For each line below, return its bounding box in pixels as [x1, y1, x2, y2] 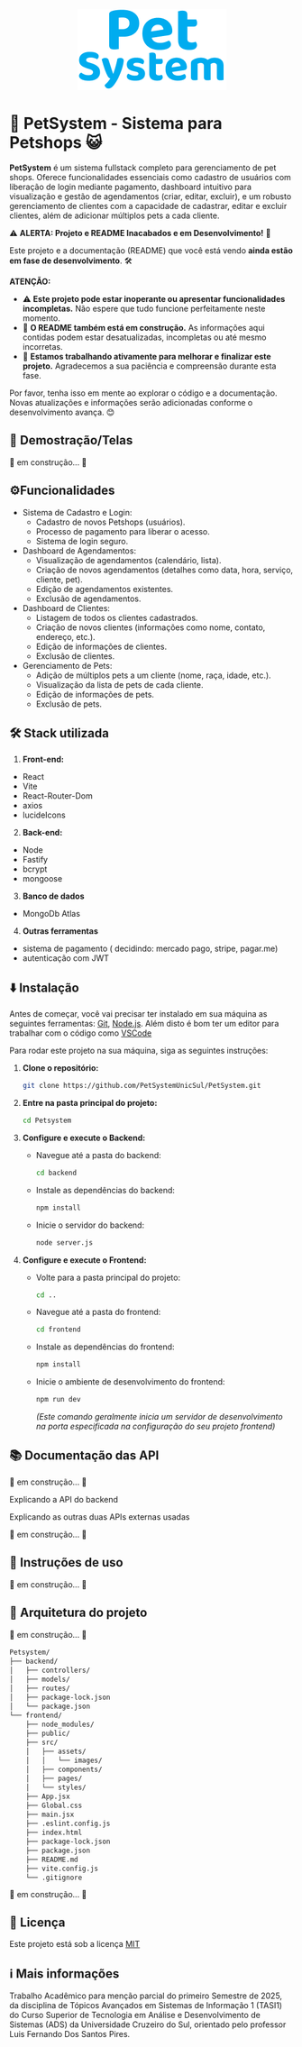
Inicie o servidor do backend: [35, 1220, 145, 1230]
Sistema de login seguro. [35, 535, 129, 546]
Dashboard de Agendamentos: [22, 545, 137, 556]
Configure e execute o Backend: [22, 1132, 146, 1143]
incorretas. [22, 341, 63, 352]
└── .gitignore [25, 1873, 83, 1882]
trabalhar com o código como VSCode [9, 1028, 152, 1038]
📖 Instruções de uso [9, 1555, 124, 1570]
